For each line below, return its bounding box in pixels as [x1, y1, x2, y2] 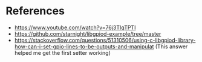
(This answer [155, 43, 188, 50]
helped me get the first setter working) [14, 49, 111, 56]
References [5, 4, 65, 18]
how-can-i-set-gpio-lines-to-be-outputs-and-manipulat [14, 43, 154, 50]
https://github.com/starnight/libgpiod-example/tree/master [14, 30, 161, 37]
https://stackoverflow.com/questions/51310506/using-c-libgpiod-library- [14, 36, 196, 44]
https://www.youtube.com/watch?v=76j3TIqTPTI [14, 24, 136, 31]
